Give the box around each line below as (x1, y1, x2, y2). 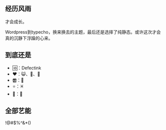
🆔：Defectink (12, 65, 41, 71)
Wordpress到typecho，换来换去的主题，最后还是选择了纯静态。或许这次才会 (5, 29, 161, 35)
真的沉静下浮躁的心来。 (5, 35, 53, 41)
